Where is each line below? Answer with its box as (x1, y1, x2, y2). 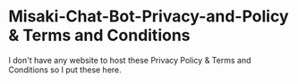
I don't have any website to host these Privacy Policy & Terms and (8, 55, 251, 65)
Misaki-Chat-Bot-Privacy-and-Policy (8, 6, 289, 27)
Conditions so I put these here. (8, 64, 122, 75)
